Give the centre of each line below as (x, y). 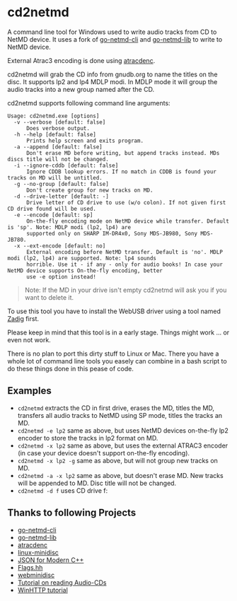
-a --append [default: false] (58, 147)
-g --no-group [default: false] (62, 184)
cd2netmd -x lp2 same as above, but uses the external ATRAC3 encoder (123, 445)
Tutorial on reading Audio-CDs (62, 582)
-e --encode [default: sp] (53, 215)
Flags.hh (30, 567)
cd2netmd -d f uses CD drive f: (63, 490)
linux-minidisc (38, 552)
